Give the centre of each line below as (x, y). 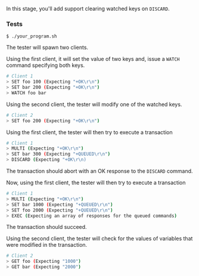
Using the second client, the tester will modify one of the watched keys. (94, 104)
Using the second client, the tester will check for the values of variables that (99, 238)
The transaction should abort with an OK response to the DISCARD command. (99, 171)
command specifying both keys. (46, 66)
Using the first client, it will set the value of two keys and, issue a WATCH (93, 59)
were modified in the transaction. (47, 245)
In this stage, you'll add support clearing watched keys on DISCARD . (88, 9)
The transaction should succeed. (47, 227)
